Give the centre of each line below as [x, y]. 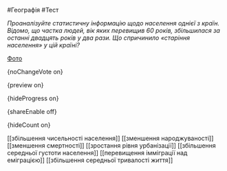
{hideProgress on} [33, 98]
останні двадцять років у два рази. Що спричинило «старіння [99, 38]
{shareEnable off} [32, 112]
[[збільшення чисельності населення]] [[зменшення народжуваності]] [110, 138]
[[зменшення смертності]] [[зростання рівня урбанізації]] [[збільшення [112, 146]
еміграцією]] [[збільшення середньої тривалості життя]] [90, 160]
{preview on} [25, 85]
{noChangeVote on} [35, 72]
